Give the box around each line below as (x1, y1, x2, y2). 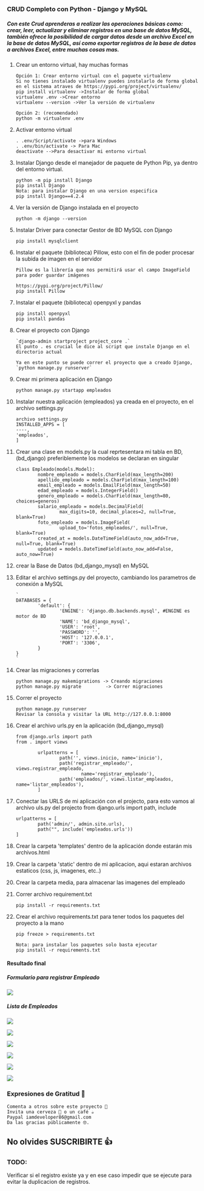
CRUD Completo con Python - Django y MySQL (7, 5, 148, 13)
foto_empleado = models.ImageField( (38, 519, 131, 526)
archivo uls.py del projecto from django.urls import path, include (15, 804, 177, 811)
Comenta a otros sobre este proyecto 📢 (7, 1103, 108, 1110)
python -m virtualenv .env (15, 115, 84, 122)
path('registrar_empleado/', (59, 760, 133, 766)
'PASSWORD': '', (59, 629, 101, 635)
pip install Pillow (15, 288, 66, 294)
